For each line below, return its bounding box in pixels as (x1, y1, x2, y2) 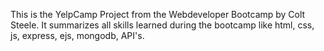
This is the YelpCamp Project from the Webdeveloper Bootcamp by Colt (10, 9, 306, 20)
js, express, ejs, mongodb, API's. (10, 30, 145, 41)
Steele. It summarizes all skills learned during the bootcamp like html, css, (10, 19, 315, 31)
